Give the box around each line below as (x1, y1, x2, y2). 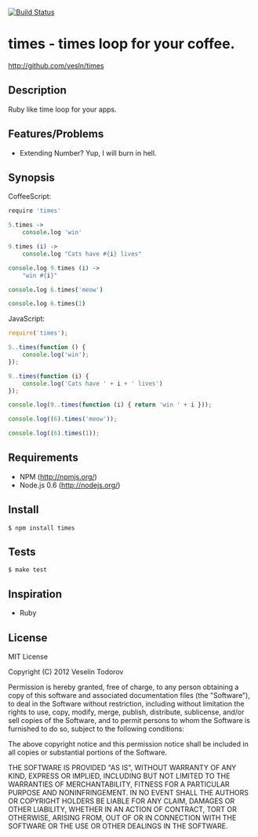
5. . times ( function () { (8, 343, 86, 351)
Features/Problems (8, 127, 104, 141)
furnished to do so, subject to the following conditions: (8, 724, 184, 734)
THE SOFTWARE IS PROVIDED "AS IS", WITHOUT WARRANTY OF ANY (8, 763, 237, 773)
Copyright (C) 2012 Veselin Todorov (8, 667, 124, 677)
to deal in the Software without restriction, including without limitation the (8, 699, 245, 709)
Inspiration (8, 587, 63, 600)
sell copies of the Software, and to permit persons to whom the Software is (8, 716, 251, 725)
